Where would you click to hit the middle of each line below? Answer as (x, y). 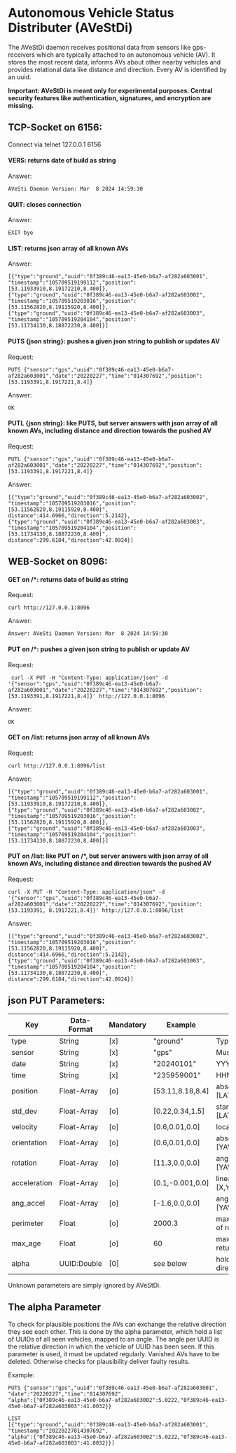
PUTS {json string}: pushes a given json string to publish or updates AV (114, 341)
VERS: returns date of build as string (62, 161)
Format (81, 1029)
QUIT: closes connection (44, 204)
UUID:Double (81, 1263)
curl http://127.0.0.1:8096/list (57, 765)
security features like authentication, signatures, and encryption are (110, 98)
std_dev (25, 1111)
